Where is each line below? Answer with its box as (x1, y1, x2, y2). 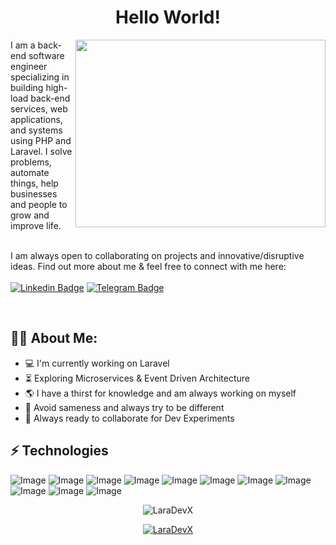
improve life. (10, 219, 62, 231)
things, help (10, 177, 59, 189)
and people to (10, 198, 68, 210)
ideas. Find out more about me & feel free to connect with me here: (10, 260, 287, 272)
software (28, 49, 65, 61)
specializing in (10, 71, 70, 83)
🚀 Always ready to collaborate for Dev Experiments (24, 412, 235, 424)
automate (10, 166, 50, 178)
